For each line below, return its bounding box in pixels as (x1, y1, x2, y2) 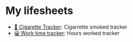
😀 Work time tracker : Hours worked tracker (13, 29, 120, 36)
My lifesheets (5, 4, 74, 17)
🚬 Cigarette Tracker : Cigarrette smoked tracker (13, 23, 127, 30)
